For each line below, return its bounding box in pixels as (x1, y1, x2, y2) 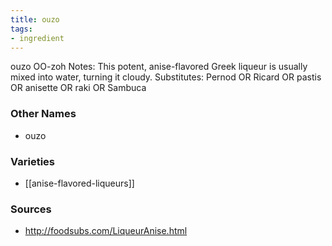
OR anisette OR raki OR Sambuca (10, 82, 147, 94)
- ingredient (10, 33, 65, 43)
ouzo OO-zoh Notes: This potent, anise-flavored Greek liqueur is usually (10, 61, 308, 73)
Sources (10, 202, 52, 216)
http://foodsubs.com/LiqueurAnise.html (24, 225, 188, 237)
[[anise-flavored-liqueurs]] (24, 177, 135, 189)
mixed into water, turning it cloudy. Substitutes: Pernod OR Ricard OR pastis (10, 71, 322, 83)
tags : (10, 24, 33, 34)
